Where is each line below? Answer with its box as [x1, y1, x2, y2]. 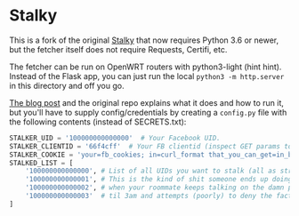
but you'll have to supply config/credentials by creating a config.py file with [9, 107, 287, 117]
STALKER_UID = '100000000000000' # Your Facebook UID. [9, 133, 221, 142]
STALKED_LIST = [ [9, 158, 74, 167]
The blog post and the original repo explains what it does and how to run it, [9, 97, 285, 108]
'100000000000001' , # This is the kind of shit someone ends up [25, 175, 269, 184]
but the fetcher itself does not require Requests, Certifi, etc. [9, 44, 228, 54]
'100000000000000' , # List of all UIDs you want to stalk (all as [25, 166, 277, 176]
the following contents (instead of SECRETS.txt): [9, 116, 187, 127]
